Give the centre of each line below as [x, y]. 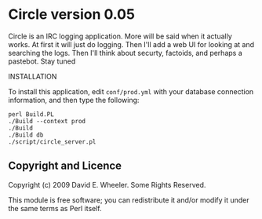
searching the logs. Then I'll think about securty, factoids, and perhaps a [126, 53]
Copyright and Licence [65, 166]
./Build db [26, 135]
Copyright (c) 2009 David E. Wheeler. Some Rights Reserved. [107, 184]
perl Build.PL [31, 114]
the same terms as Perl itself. [55, 208]
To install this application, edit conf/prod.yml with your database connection [131, 91]
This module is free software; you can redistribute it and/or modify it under [129, 200]
